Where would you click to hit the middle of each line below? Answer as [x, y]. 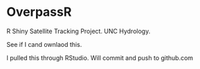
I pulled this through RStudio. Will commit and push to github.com [100, 58]
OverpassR [39, 12]
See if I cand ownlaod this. [44, 44]
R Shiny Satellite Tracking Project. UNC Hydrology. [79, 31]
